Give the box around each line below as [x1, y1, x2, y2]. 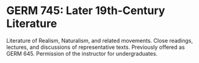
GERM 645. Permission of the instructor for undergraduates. [6, 50, 157, 57]
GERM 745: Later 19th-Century [6, 4, 165, 18]
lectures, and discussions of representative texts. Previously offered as [6, 43, 185, 51]
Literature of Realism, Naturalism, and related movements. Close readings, [6, 37, 194, 44]
